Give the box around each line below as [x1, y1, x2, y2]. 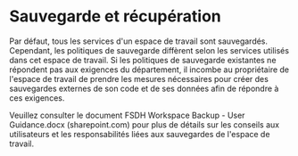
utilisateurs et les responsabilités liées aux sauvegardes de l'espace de [9, 128, 270, 139]
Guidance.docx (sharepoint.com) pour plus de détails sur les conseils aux [9, 119, 279, 130]
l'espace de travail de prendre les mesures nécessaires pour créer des [9, 73, 269, 84]
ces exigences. [9, 92, 65, 103]
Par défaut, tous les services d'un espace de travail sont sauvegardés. [9, 36, 269, 46]
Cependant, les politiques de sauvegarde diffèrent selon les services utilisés [9, 45, 290, 55]
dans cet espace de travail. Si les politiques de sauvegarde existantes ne [9, 54, 277, 65]
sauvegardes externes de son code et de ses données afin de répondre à [9, 83, 279, 94]
